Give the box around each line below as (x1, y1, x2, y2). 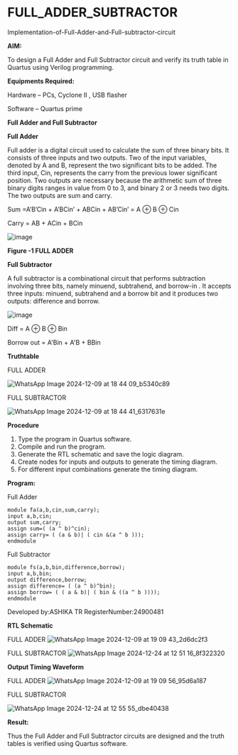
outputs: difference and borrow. (7, 296, 100, 305)
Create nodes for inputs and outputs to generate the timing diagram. (17, 457, 218, 466)
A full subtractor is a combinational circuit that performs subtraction (7, 274, 206, 282)
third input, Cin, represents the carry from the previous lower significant (7, 168, 218, 177)
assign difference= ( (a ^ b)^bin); (7, 582, 116, 590)
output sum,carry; (7, 519, 62, 526)
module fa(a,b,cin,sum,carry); (7, 506, 100, 514)
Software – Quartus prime (7, 104, 83, 113)
